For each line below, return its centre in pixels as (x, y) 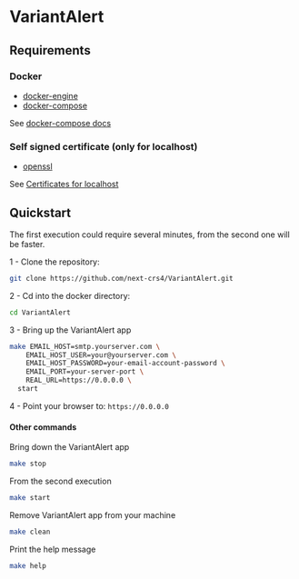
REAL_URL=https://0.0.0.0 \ (79, 380)
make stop (28, 464)
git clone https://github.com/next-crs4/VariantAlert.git (121, 278)
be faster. (27, 244)
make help (28, 565)
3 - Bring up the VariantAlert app (70, 330)
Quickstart (40, 212)
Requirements (50, 50)
